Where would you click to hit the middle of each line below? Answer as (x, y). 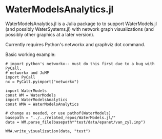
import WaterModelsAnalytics (36, 100)
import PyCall (21, 77)
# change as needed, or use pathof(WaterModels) (58, 113)
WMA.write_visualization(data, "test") (48, 131)
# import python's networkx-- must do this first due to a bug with (80, 64)
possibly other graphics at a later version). (50, 34)
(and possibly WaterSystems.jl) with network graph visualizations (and (79, 29)
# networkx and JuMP (27, 73)
